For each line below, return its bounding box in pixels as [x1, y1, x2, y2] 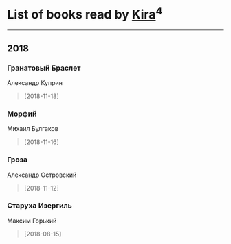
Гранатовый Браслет [7, 63, 81, 73]
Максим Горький [7, 217, 57, 225]
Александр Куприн [7, 78, 63, 86]
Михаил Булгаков [7, 125, 58, 133]
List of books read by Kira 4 [7, 4, 163, 23]
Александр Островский [7, 171, 77, 179]
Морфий [7, 109, 37, 119]
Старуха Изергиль [7, 201, 72, 210]
